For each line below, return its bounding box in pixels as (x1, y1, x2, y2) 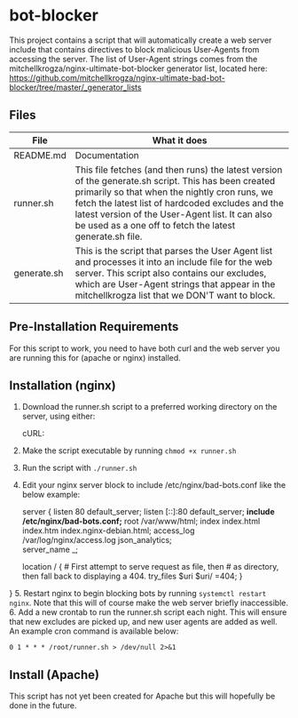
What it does (152, 134, 208, 147)
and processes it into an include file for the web (74, 255, 273, 267)
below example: (21, 490, 81, 500)
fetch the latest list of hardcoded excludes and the (74, 196, 284, 209)
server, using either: (21, 411, 96, 422)
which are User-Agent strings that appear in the (74, 277, 276, 290)
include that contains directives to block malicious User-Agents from (9, 44, 260, 54)
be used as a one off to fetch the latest (74, 219, 236, 231)
